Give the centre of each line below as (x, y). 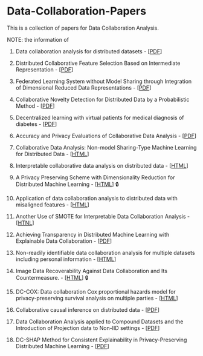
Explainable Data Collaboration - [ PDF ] (64, 241)
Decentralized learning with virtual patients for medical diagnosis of (100, 117)
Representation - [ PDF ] (44, 69)
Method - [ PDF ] (35, 106)
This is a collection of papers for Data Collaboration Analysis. (83, 28)
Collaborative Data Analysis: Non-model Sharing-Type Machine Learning (106, 147)
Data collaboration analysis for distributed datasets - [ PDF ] (89, 51)
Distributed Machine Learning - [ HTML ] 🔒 (67, 184)
